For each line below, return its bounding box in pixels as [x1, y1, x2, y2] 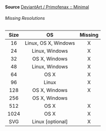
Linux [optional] [32, 118, 68, 125]
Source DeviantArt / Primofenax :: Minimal [5, 4, 90, 10]
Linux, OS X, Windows [25, 40, 75, 46]
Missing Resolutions [5, 15, 45, 21]
